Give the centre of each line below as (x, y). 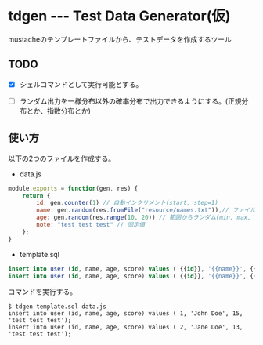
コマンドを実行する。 (42, 292)
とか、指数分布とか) (59, 111)
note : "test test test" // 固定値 (91, 225)
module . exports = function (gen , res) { (73, 188)
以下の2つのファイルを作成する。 (62, 158)
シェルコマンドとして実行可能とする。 (81, 84)
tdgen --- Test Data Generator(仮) (119, 16)
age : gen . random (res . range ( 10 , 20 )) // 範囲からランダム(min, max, (144, 218)
